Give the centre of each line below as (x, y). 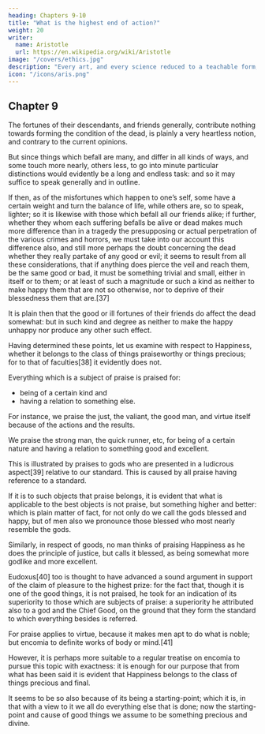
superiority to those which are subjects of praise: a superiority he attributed (131, 602)
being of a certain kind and (63, 393)
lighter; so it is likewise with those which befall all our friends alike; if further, (132, 215)
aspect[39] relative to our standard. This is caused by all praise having (123, 472)
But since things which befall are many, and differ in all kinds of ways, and (128, 157)
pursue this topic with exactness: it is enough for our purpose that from (124, 666)
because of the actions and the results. (72, 425)
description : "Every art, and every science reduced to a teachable (123, 67)
